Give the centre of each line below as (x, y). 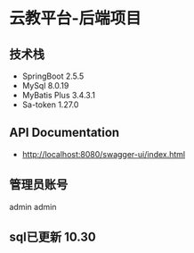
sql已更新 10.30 (53, 237)
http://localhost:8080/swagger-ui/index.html (103, 154)
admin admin (33, 207)
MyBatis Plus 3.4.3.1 (59, 95)
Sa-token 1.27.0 (50, 105)
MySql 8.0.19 (45, 85)
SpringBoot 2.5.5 (53, 76)
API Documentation (65, 133)
